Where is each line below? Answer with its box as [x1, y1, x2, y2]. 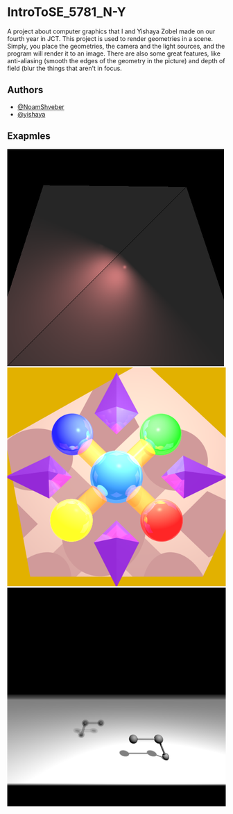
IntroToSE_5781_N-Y [7, 4, 126, 20]
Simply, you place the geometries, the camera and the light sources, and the [7, 42, 225, 50]
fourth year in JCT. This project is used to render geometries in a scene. [7, 34, 214, 42]
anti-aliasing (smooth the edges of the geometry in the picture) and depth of [7, 56, 225, 65]
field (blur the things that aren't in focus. [7, 64, 123, 72]
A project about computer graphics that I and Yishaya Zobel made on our [7, 27, 216, 35]
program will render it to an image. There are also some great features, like [7, 49, 221, 58]
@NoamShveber [17, 102, 64, 111]
